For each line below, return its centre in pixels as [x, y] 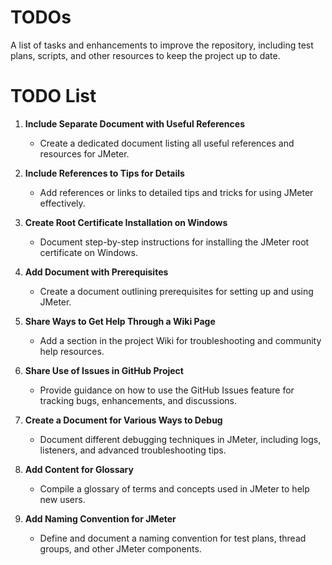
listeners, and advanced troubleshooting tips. [133, 450]
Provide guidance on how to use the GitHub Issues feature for [167, 390]
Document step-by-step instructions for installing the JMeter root [174, 242]
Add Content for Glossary [79, 469]
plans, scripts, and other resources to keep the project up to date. [145, 55]
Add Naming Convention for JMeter [100, 518]
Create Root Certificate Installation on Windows [126, 222]
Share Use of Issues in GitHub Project [104, 370]
